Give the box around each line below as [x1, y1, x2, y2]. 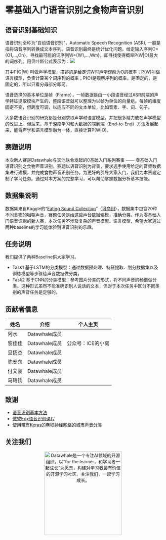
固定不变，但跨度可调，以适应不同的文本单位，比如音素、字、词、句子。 [5, 104, 152, 110]
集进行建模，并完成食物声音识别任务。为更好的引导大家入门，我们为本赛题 [5, 169, 157, 175]
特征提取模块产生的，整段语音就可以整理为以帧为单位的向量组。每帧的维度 [9, 98, 161, 104]
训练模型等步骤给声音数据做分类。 [12, 271, 82, 277]
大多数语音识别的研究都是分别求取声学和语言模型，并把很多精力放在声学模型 [5, 115, 161, 120]
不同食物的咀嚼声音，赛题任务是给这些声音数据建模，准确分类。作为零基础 [5, 211, 157, 218]
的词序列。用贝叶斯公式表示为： [5, 58, 70, 64]
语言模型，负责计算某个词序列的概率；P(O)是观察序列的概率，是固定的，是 [5, 75, 157, 81]
